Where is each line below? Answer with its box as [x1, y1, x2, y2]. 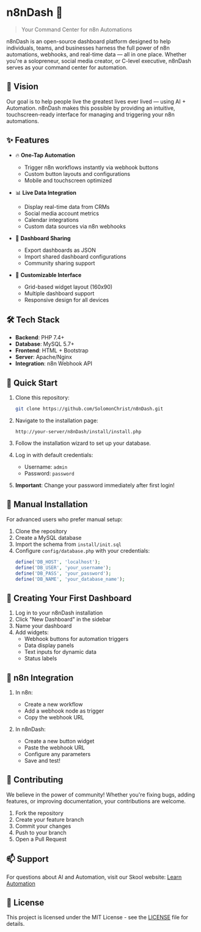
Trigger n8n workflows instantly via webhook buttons [24, 164, 159, 171]
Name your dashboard [15, 622, 72, 630]
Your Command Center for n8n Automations [21, 26, 133, 33]
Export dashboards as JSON [24, 246, 97, 254]
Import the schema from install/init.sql [15, 540, 122, 548]
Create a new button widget [24, 738, 95, 744]
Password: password [24, 470, 75, 477]
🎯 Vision [6, 81, 38, 92]
